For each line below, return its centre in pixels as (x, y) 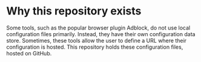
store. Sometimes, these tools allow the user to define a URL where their (96, 40)
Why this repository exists (74, 11)
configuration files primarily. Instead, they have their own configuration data (101, 34)
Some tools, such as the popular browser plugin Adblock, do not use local (98, 28)
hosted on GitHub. (29, 53)
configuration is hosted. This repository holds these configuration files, (95, 47)
